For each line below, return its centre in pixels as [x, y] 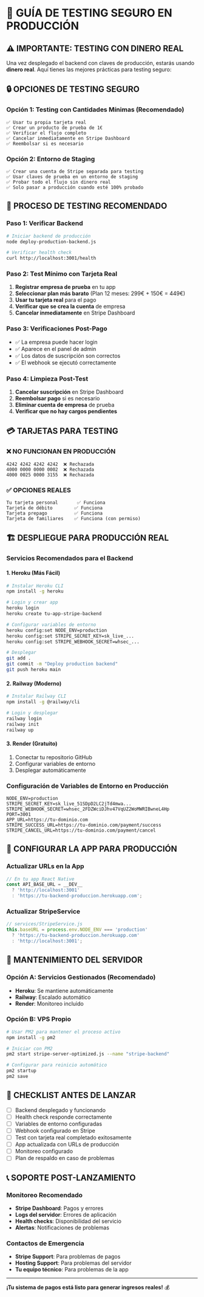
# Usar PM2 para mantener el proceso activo [63, 1032]
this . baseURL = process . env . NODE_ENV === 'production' [77, 930]
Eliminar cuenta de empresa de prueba [65, 405]
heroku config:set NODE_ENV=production [57, 630]
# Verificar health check [39, 252]
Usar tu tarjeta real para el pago [56, 300]
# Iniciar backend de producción [49, 236]
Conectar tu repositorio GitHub [53, 757]
